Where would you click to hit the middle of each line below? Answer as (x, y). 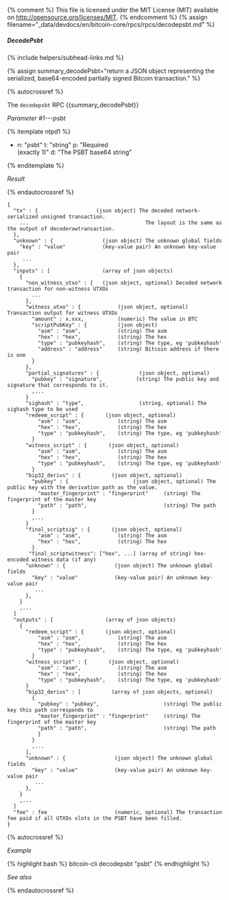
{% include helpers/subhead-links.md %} (66, 57)
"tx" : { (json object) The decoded (93, 210)
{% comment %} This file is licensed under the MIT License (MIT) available (113, 10)
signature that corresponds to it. (58, 385)
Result (16, 179)
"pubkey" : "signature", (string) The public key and (125, 379)
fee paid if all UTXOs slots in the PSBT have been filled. (95, 818)
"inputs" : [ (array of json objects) (93, 271)
